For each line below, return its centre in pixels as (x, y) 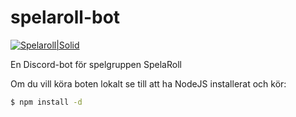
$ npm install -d (46, 102)
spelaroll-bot (65, 17)
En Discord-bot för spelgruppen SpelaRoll (96, 64)
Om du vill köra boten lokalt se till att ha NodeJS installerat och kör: (148, 83)
